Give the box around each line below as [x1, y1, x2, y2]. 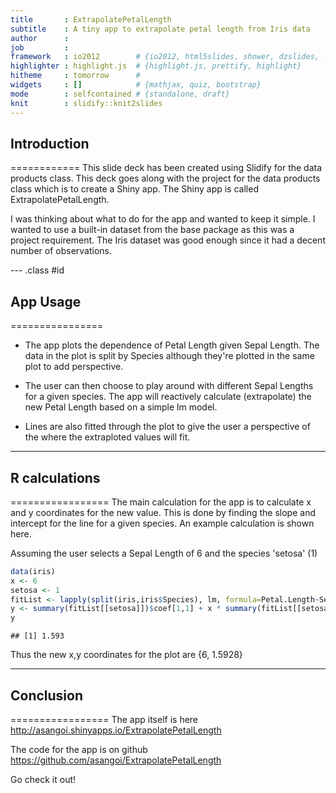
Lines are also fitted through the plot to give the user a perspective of [24, 421, 311, 433]
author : [10, 33, 70, 43]
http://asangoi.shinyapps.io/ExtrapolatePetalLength [10, 724, 222, 736]
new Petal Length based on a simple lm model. [24, 401, 218, 413]
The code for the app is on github [10, 744, 148, 755]
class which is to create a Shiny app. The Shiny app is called [10, 183, 259, 195]
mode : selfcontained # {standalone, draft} [10, 89, 230, 99]
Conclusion [10, 687, 84, 704]
